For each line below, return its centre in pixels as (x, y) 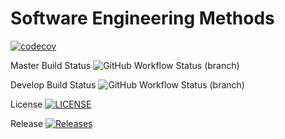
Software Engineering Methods (142, 18)
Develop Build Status (53, 84)
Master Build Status (51, 65)
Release (27, 123)
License (26, 104)
